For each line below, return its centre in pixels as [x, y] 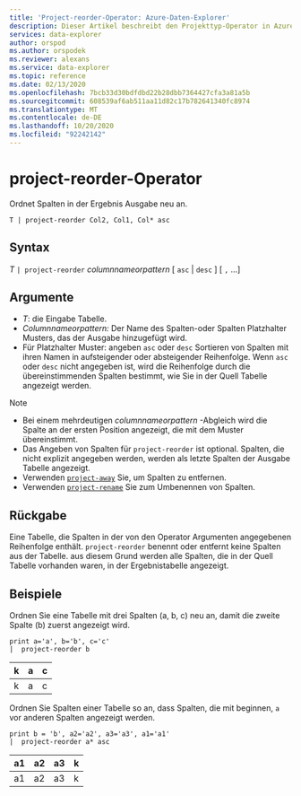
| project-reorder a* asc [60, 742]
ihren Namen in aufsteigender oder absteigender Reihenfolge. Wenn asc [155, 357]
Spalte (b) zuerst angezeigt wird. [69, 625]
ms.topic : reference [48, 76]
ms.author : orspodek [48, 51]
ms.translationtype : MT [54, 109]
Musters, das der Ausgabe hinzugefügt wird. [105, 338]
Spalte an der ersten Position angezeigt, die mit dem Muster [133, 430]
